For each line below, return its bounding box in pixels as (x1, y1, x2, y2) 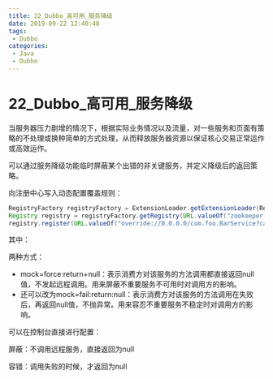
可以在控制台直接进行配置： (8, 327, 102, 337)
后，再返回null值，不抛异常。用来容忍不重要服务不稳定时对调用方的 (19, 299, 246, 309)
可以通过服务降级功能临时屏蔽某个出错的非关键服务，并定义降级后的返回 (8, 160, 250, 170)
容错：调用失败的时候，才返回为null (8, 362, 128, 372)
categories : (8, 42, 49, 50)
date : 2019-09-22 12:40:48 (8, 19, 100, 28)
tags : (8, 27, 27, 35)
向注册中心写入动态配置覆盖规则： (8, 187, 123, 197)
